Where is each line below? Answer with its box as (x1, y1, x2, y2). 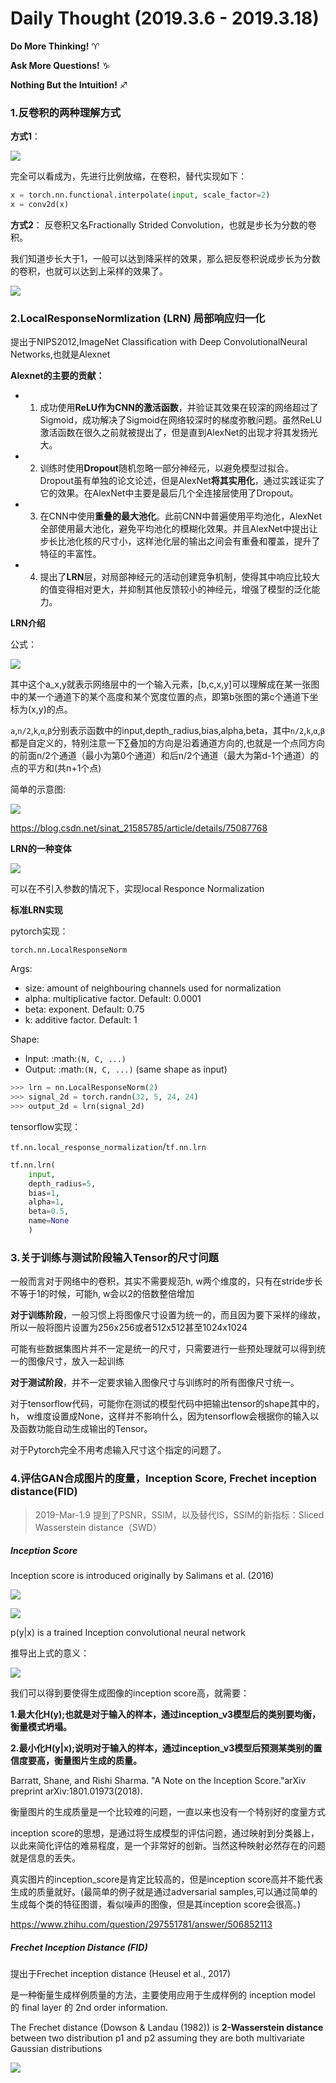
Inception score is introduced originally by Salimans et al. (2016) (10, 1570, 275, 1582)
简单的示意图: (10, 783, 67, 796)
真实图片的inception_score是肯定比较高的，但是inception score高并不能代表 (10, 1873, 324, 1886)
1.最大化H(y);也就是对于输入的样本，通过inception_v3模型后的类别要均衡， (10, 1708, 322, 1721)
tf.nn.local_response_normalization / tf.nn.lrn (10, 1140, 207, 1152)
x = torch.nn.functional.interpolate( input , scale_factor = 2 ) (10, 190, 271, 201)
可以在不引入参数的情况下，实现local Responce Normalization (10, 883, 265, 895)
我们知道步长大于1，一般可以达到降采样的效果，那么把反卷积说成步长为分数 (10, 252, 321, 264)
